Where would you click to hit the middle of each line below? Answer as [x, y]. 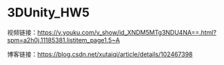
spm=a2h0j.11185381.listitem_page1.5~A [64, 40]
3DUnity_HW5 [48, 13]
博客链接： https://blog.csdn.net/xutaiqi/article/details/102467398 [100, 54]
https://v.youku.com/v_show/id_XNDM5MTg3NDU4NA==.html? [127, 32]
